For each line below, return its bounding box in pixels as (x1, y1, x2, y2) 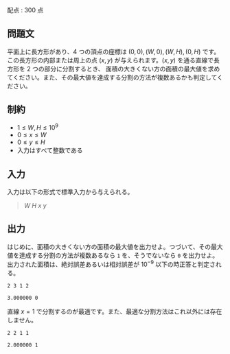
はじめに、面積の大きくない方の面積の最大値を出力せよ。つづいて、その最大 (7, 242, 223, 250)
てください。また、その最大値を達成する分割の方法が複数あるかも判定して (7, 73, 218, 81)
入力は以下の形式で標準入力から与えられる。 (7, 188, 134, 196)
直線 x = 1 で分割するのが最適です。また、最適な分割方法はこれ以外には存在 (7, 307, 222, 316)
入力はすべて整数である (16, 146, 84, 154)
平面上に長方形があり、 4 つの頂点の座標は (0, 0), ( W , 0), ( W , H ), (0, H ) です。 (7, 47, 220, 56)
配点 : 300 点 (7, 6, 44, 14)
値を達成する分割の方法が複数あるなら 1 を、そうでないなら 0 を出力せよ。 (7, 251, 219, 259)
